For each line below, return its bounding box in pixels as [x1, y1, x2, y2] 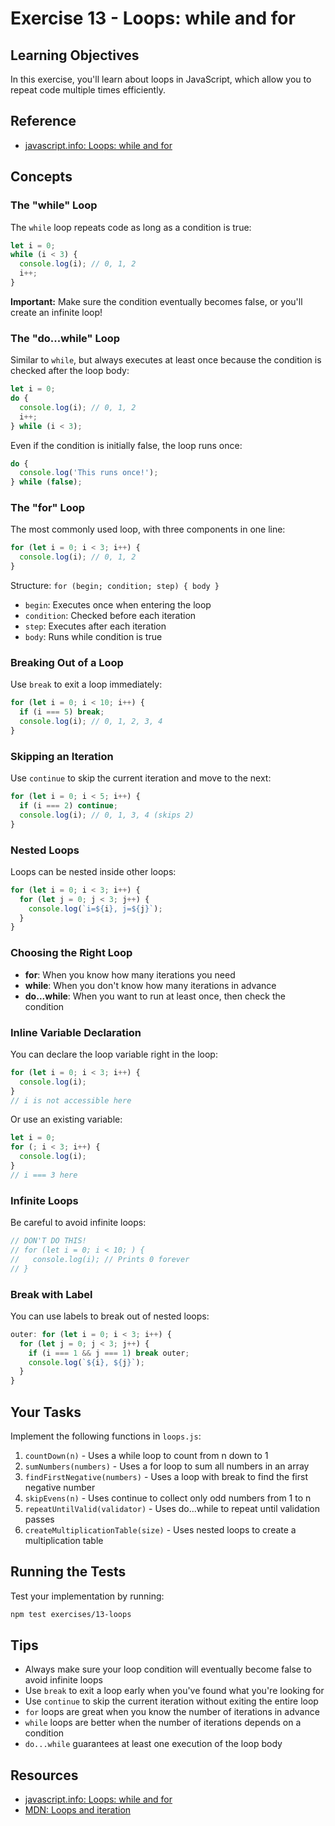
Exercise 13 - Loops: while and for [10, 7, 296, 30]
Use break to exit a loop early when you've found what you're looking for [24, 1685, 325, 1697]
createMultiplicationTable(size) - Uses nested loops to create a [24, 1523, 297, 1536]
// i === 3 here [10, 1170, 78, 1180]
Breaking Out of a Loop [10, 656, 124, 670]
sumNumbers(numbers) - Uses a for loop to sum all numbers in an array [24, 1460, 310, 1472]
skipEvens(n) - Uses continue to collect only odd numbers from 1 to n [24, 1492, 312, 1504]
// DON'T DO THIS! [10, 1236, 87, 1246]
